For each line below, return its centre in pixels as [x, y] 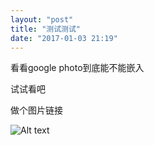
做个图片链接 [36, 110]
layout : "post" [42, 19]
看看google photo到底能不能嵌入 [77, 68]
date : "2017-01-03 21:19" [64, 38]
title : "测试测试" [46, 29]
